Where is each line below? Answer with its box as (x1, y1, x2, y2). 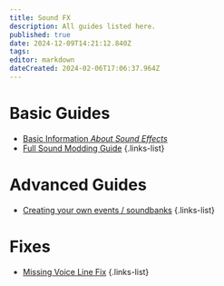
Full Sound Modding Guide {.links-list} (22, 143, 165, 153)
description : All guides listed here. (9, 22, 156, 31)
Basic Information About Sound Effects (22, 133, 168, 143)
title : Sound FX (9, 13, 71, 23)
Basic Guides (9, 104, 111, 123)
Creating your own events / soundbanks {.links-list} (22, 204, 215, 215)
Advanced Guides (9, 174, 147, 195)
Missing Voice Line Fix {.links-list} (22, 266, 150, 277)
